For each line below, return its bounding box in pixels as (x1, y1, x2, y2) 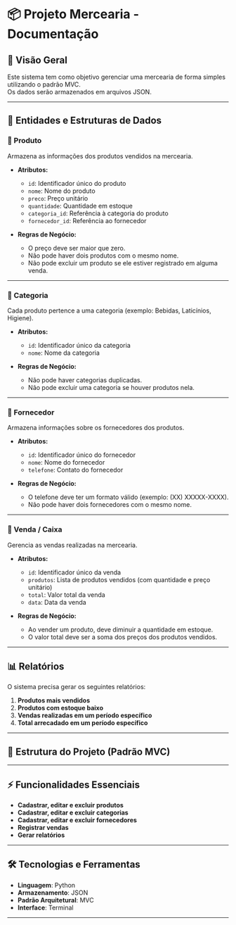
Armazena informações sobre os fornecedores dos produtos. (7, 424, 185, 432)
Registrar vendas (17, 824, 69, 832)
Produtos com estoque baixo (17, 704, 104, 712)
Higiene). (7, 313, 34, 322)
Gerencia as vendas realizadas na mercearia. (7, 541, 138, 549)
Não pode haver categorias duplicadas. (27, 375, 143, 384)
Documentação (7, 26, 99, 42)
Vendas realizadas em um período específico (17, 711, 152, 719)
